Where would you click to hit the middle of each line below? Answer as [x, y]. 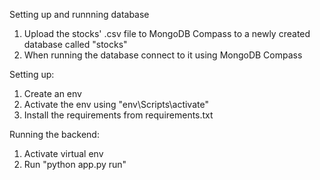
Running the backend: [54, 134]
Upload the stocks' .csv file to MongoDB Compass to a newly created [167, 33]
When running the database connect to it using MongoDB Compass [163, 55]
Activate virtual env [63, 153]
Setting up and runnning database [79, 14]
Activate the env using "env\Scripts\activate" [116, 104]
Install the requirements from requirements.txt [118, 115]
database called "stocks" [75, 44]
